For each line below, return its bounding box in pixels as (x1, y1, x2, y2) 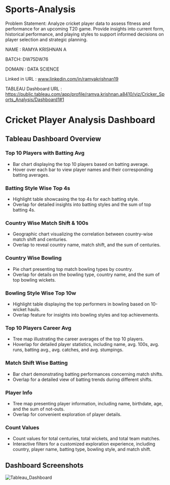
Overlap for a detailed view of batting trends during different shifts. (12, 376, 153, 383)
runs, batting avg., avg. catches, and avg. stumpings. (12, 347, 123, 353)
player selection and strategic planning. (5, 37, 88, 43)
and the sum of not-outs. (12, 406, 65, 412)
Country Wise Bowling (5, 255, 62, 262)
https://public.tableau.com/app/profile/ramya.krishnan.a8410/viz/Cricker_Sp (5, 91, 165, 97)
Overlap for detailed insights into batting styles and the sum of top (12, 201, 151, 207)
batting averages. (12, 171, 50, 178)
